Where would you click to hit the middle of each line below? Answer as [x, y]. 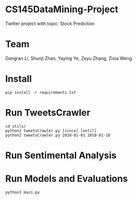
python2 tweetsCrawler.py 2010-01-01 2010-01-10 [58, 135]
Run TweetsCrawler [48, 113]
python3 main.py [22, 192]
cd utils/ [16, 126]
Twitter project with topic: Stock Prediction [50, 23]
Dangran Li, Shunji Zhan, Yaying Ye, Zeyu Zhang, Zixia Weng [69, 58]
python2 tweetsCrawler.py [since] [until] [51, 131]
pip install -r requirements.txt [41, 92]
